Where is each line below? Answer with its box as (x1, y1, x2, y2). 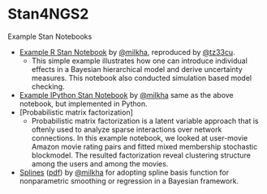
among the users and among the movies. (31, 158, 169, 168)
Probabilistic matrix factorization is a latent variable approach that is (31, 116, 259, 125)
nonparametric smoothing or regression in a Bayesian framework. (19, 175, 239, 186)
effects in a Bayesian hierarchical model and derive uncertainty (31, 64, 243, 74)
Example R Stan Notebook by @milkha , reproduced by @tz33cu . (19, 47, 235, 57)
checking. (31, 82, 65, 91)
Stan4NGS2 (7, 5, 89, 23)
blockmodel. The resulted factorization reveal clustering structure (31, 150, 251, 160)
